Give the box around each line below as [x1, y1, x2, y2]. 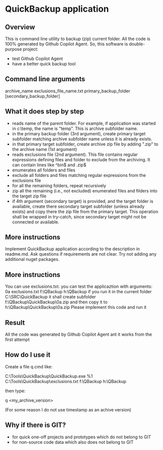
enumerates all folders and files [12, 167, 75, 173]
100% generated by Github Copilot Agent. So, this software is [5, 41, 128, 47]
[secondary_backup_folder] [5, 93, 60, 99]
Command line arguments [5, 75, 85, 84]
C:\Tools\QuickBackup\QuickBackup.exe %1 [5, 373, 93, 379]
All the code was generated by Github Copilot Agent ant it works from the [5, 331, 152, 338]
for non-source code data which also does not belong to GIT [12, 439, 134, 445]
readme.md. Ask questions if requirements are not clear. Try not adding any [5, 251, 157, 257]
